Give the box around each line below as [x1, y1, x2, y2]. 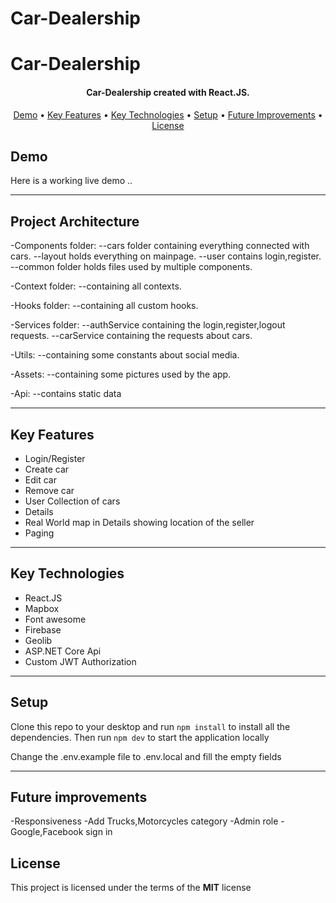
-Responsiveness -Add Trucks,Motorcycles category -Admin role [10, 815, 279, 827]
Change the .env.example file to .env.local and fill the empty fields [10, 750, 282, 762]
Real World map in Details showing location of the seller [24, 517, 255, 529]
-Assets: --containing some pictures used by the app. [10, 368, 232, 381]
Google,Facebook [10, 826, 84, 838]
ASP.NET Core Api [24, 645, 102, 657]
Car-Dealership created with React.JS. [86, 86, 250, 98]
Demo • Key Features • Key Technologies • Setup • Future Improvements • [13, 108, 323, 121]
